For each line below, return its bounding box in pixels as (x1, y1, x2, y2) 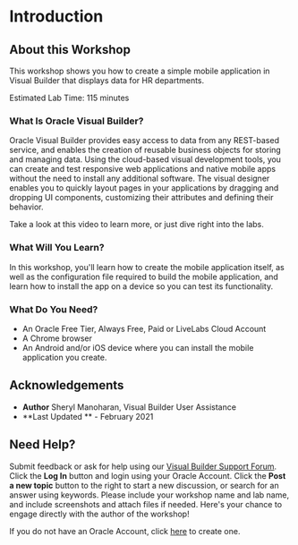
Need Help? (9, 437, 76, 453)
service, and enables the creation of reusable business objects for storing (9, 145, 282, 156)
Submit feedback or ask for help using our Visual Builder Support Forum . (9, 461, 277, 472)
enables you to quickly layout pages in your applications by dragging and (9, 183, 279, 193)
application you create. (21, 352, 107, 362)
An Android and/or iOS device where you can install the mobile (21, 342, 254, 353)
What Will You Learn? (9, 242, 105, 254)
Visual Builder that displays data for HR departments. (9, 75, 205, 86)
